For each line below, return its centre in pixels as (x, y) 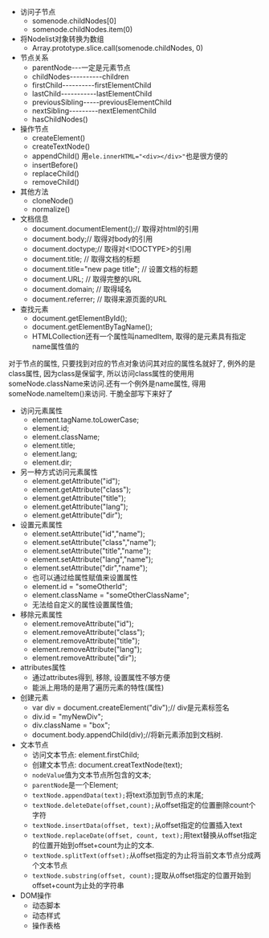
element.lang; (55, 454)
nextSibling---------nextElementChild (94, 111)
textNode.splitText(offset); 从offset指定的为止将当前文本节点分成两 (146, 855)
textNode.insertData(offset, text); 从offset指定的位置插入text (137, 825)
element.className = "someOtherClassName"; (110, 595)
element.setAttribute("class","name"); (94, 542)
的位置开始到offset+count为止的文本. (93, 845)
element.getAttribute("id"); (76, 481)
